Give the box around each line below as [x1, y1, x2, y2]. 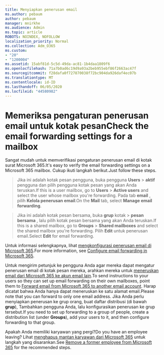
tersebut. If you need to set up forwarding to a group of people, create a [5, 309, 149, 315]
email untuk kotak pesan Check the [5, 120, 149, 131]
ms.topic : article [5, 30, 42, 35]
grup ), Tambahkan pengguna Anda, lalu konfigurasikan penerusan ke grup [5, 304, 155, 310]
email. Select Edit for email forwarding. [17, 233, 94, 239]
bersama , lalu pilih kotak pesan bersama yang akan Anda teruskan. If [17, 218, 157, 224]
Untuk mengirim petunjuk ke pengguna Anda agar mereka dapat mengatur [5, 262, 155, 269]
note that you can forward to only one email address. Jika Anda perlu [5, 293, 144, 299]
